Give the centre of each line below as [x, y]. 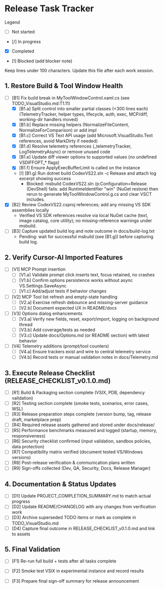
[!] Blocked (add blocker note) [42, 61]
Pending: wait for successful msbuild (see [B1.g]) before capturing [86, 237]
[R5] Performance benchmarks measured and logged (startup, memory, [84, 431]
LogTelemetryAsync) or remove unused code [65, 152]
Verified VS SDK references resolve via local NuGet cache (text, [83, 216]
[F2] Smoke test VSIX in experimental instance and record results [78, 571]
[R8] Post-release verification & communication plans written [73, 463]
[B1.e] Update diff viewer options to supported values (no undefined [88, 157]
